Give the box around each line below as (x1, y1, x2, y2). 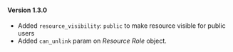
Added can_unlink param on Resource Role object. (17, 36, 167, 46)
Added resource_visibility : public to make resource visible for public (17, 21, 226, 30)
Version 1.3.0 (7, 6, 48, 14)
